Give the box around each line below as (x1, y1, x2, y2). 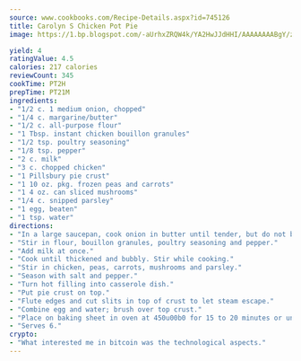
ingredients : (9, 96, 58, 105)
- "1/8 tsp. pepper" (9, 146, 87, 155)
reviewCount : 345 (9, 71, 74, 81)
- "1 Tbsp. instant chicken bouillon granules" (9, 129, 191, 139)
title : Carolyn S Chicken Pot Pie (9, 22, 139, 31)
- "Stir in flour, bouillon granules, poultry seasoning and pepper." (9, 238, 279, 247)
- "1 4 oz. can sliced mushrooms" (9, 188, 139, 198)
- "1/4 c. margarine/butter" (9, 113, 118, 122)
